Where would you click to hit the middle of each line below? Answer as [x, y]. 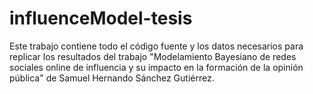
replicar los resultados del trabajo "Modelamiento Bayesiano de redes [153, 56]
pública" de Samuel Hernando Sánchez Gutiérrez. [112, 78]
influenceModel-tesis [101, 18]
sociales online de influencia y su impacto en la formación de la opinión [156, 67]
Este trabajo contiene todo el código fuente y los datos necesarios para [156, 46]
